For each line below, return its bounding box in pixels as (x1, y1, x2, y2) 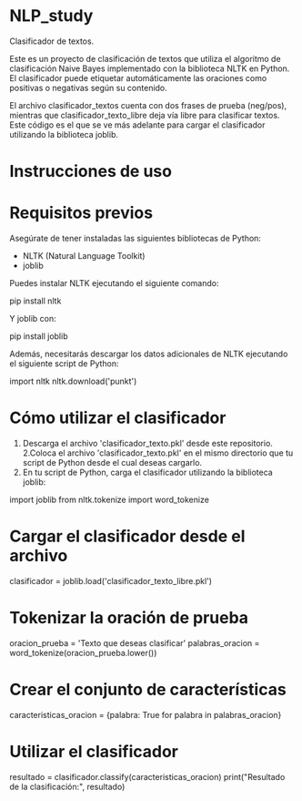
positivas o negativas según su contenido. (9, 82, 168, 93)
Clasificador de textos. (9, 36, 95, 46)
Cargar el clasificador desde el (9, 526, 246, 547)
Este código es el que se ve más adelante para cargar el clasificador (9, 119, 266, 130)
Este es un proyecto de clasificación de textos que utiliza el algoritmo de (9, 53, 281, 64)
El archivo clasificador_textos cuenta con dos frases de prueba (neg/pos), (9, 99, 287, 110)
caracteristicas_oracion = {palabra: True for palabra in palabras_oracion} (9, 709, 282, 720)
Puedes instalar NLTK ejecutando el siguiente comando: (9, 278, 219, 289)
